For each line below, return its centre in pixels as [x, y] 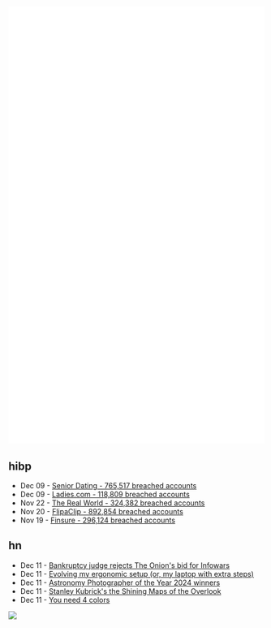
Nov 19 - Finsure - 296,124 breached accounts [98, 520]
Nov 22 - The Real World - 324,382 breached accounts [112, 503]
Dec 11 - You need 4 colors [65, 600]
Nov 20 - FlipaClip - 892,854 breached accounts [102, 511]
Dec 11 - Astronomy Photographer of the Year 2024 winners [120, 583]
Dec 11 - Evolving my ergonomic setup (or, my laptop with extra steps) [137, 574]
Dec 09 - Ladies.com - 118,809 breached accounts [105, 494]
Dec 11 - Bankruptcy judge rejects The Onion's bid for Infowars [125, 565]
